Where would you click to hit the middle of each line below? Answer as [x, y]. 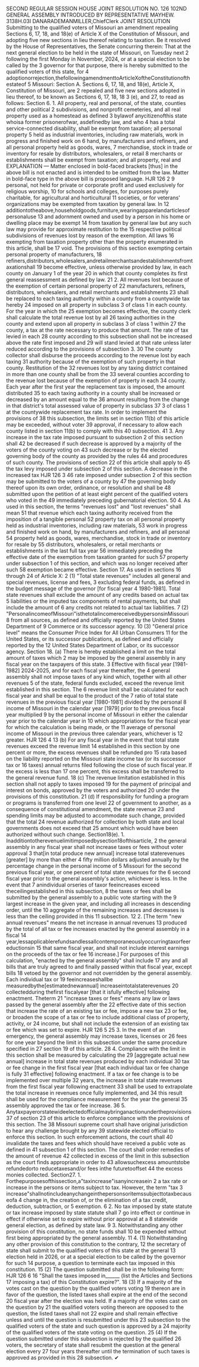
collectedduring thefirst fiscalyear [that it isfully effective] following [88, 992]
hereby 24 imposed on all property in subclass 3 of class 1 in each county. [97, 305]
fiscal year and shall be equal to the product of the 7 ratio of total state [92, 696]
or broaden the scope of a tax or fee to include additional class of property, [98, 1017]
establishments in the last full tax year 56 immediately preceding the [89, 551]
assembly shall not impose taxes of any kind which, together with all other [96, 677]
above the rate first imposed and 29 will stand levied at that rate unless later [99, 343]
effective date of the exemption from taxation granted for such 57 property [97, 557]
